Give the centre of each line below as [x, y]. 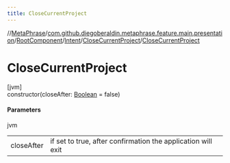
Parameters [24, 110]
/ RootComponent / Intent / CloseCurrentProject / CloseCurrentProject [107, 40]
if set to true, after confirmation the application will [131, 141]
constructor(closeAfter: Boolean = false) [64, 94]
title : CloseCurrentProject [47, 13]
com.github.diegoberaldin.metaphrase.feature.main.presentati [135, 33]
